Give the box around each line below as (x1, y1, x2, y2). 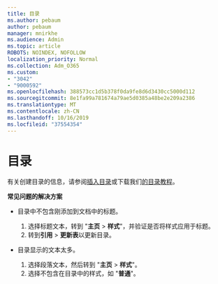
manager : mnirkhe (7, 29, 58, 37)
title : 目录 (7, 10, 40, 17)
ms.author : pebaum (7, 17, 61, 24)
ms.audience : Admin (7, 36, 64, 43)
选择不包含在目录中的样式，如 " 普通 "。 (27, 269, 140, 278)
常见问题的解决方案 (7, 192, 63, 201)
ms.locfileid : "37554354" (7, 120, 82, 128)
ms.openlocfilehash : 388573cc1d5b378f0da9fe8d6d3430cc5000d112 (7, 88, 196, 95)
